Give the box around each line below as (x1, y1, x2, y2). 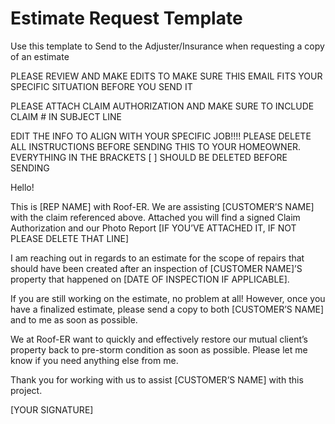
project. (10, 384, 43, 396)
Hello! (10, 181, 35, 193)
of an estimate (10, 50, 70, 62)
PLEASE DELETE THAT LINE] (10, 232, 130, 244)
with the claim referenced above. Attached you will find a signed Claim (10, 211, 301, 223)
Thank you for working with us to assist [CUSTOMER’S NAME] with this (10, 373, 304, 386)
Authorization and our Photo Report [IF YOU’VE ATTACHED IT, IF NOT (10, 222, 297, 234)
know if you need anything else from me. (10, 354, 179, 366)
